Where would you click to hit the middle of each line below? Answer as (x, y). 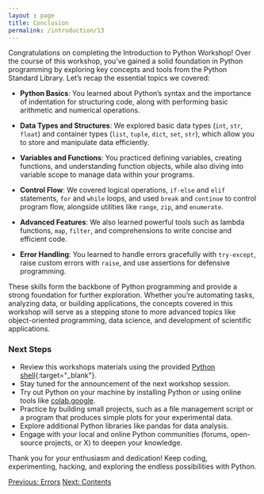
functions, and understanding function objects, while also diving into (132, 167)
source (31, 442)
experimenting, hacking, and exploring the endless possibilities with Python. (132, 466)
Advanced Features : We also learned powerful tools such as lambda (132, 222)
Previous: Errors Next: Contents (60, 481)
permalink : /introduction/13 (56, 30)
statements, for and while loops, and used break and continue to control (138, 198)
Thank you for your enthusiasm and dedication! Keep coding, (108, 458)
